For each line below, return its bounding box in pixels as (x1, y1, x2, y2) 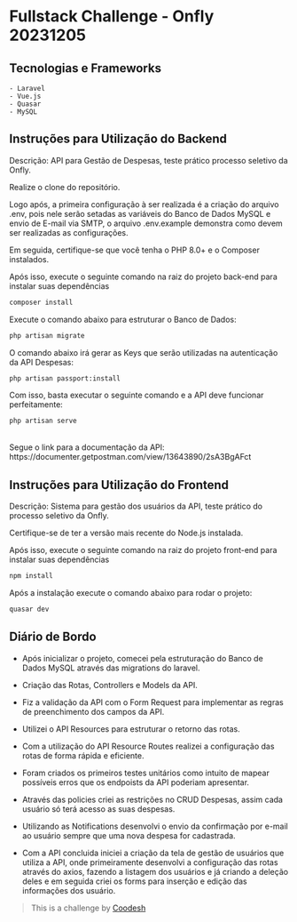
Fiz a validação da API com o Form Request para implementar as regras (21, 696, 284, 708)
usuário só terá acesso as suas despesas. (21, 803, 176, 814)
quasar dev (9, 605, 50, 613)
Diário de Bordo (9, 629, 97, 645)
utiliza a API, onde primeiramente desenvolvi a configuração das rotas (21, 856, 278, 868)
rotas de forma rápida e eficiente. (21, 750, 145, 761)
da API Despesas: (9, 357, 74, 367)
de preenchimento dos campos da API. (21, 706, 165, 717)
